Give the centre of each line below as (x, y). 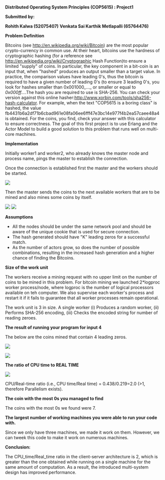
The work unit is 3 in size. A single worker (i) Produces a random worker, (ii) (82, 307)
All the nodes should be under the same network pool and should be (82, 226)
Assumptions (19, 217)
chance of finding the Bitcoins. (43, 258)
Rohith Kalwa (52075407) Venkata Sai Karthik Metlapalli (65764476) (77, 26)
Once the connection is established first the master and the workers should (82, 168)
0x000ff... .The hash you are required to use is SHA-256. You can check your (82, 92)
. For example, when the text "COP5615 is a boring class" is (97, 103)
